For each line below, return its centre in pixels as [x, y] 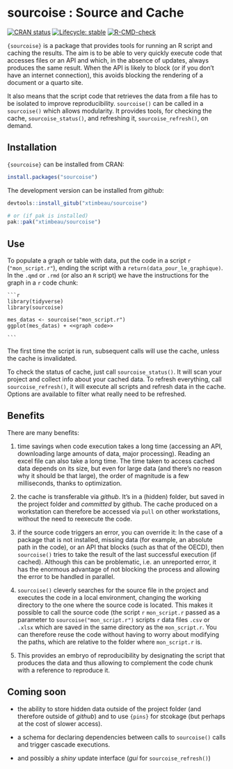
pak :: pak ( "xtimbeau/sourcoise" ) [54, 222]
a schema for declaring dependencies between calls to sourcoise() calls [121, 737]
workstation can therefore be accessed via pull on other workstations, [119, 511]
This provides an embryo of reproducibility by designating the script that [121, 655]
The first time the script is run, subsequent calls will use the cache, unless [113, 351]
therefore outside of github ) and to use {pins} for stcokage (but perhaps [121, 716]
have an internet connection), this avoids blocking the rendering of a [105, 75]
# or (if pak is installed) [48, 216]
